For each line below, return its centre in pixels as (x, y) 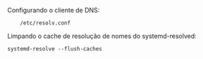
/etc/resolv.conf (45, 23)
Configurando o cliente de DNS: (54, 10)
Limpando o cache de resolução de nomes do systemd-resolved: (102, 36)
